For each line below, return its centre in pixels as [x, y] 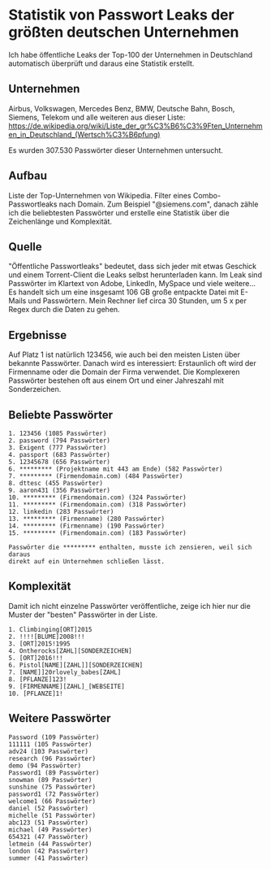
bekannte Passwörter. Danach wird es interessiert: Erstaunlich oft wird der [133, 363]
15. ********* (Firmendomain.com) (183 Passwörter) [97, 533]
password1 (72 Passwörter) [54, 794]
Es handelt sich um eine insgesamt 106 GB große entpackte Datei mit [124, 292]
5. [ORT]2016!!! [36, 658]
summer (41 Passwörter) [49, 858]
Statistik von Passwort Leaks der [121, 15]
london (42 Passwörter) [49, 851]
